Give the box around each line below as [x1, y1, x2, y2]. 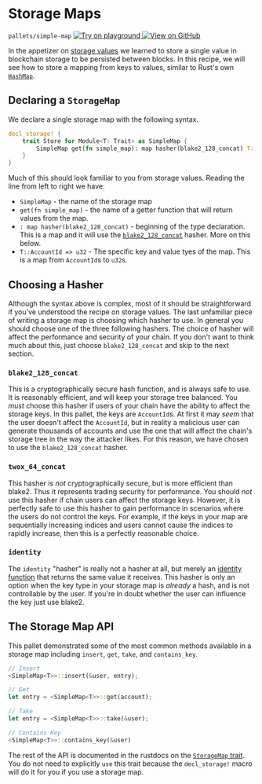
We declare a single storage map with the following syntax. [8, 115, 198, 124]
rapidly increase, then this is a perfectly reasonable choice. [8, 528, 200, 538]
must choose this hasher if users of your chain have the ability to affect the [8, 401, 251, 411]
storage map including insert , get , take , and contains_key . [8, 649, 198, 658]
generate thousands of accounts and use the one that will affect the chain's [8, 426, 253, 436]
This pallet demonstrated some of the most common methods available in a [8, 641, 252, 650]
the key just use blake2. [8, 597, 85, 606]
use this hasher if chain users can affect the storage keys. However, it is [8, 495, 241, 504]
